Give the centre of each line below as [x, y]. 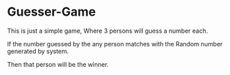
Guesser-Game [51, 12]
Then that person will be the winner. [58, 64]
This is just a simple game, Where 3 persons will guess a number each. [107, 31]
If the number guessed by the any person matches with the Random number [115, 44]
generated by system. [38, 51]
